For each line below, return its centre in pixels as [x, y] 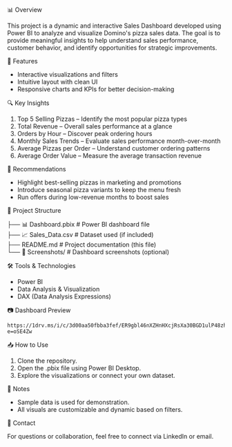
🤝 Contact [21, 423]
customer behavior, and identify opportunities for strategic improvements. [112, 48]
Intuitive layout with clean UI [57, 82]
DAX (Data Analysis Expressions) [64, 296]
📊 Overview [25, 10]
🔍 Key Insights [28, 103]
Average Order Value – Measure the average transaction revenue [109, 155]
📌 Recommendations [37, 169]
